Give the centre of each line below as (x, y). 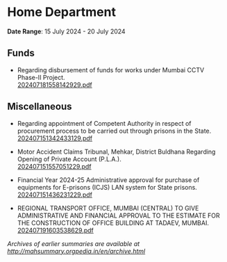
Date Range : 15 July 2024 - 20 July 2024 (67, 31)
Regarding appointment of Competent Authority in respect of (104, 123)
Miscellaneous (40, 107)
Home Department (62, 12)
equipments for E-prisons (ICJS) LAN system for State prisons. (107, 187)
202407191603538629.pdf (55, 230)
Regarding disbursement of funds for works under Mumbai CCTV (111, 69)
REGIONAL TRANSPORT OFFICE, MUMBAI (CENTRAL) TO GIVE (108, 208)
